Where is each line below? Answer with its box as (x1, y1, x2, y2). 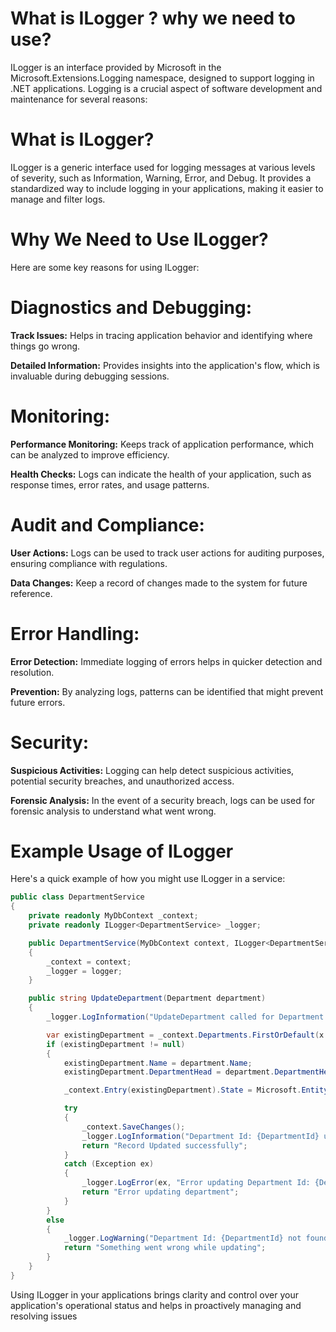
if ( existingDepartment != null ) (46, 1039, 186, 1049)
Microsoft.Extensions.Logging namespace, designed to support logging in (10, 72, 315, 84)
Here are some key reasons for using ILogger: (10, 261, 200, 273)
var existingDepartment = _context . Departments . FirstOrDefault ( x (46, 1030, 325, 1040)
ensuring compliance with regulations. (10, 557, 168, 569)
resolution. (10, 666, 55, 678)
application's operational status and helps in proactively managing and (10, 1299, 302, 1311)
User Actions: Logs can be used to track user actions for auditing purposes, (10, 547, 325, 559)
